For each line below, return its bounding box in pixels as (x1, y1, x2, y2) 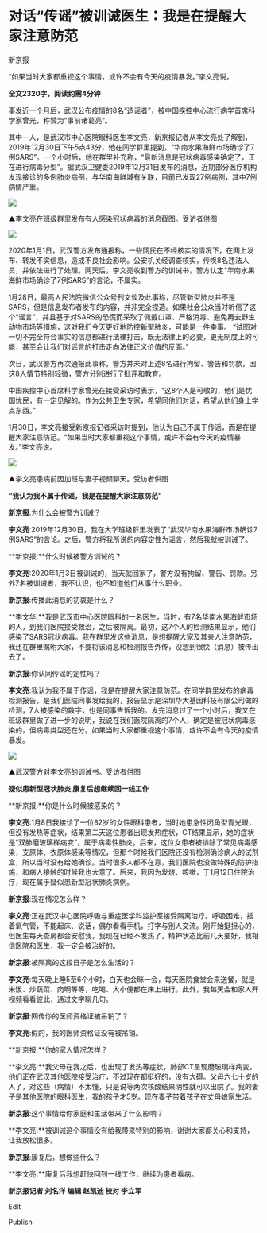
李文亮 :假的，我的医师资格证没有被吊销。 (8, 1028, 143, 1038)
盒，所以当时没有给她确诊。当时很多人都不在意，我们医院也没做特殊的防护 (8, 857, 252, 867)
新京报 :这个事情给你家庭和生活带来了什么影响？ (8, 1108, 164, 1118)
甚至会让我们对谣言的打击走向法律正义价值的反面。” (21, 342, 189, 351)
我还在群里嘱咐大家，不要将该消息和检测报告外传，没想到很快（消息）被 (8, 641, 245, 651)
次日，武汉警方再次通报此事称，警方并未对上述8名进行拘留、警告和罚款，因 (8, 358, 257, 368)
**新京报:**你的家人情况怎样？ (8, 1045, 109, 1054)
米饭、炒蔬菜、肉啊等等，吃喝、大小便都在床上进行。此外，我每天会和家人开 (8, 984, 259, 994)
